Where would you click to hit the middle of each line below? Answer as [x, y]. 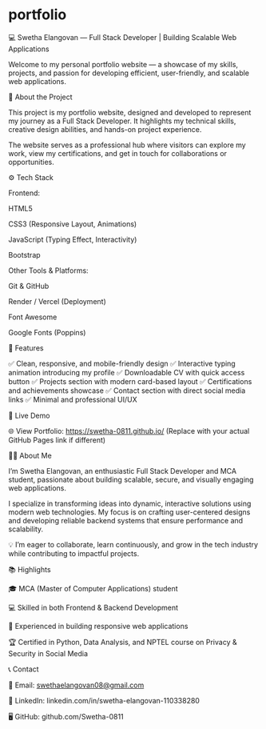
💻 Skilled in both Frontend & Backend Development [93, 607]
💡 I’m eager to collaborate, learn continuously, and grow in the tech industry [133, 544]
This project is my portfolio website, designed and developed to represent [130, 112]
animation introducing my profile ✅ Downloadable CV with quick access [127, 372]
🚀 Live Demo [29, 415]
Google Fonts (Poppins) [47, 332]
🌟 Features [26, 348]
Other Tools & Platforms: [49, 270]
